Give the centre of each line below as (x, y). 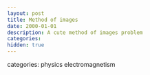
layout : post (26, 13)
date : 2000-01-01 (32, 26)
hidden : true (26, 45)
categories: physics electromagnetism (61, 64)
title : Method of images (43, 20)
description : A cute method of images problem (75, 32)
